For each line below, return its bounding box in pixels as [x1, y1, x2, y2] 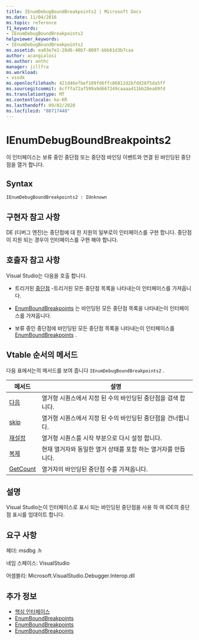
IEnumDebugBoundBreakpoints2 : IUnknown [6, 194, 108, 200]
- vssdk [6, 75, 25, 81]
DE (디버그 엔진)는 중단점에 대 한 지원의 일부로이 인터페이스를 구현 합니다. [6, 229, 176, 236]
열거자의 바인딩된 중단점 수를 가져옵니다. [41, 465, 148, 473]
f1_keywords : [6, 25, 38, 31]
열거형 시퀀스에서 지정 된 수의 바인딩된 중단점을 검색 [41, 393, 179, 402]
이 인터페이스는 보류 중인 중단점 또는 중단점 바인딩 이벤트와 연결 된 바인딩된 [6, 153, 180, 161]
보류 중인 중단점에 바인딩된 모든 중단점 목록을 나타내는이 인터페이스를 [14, 324, 175, 332]
